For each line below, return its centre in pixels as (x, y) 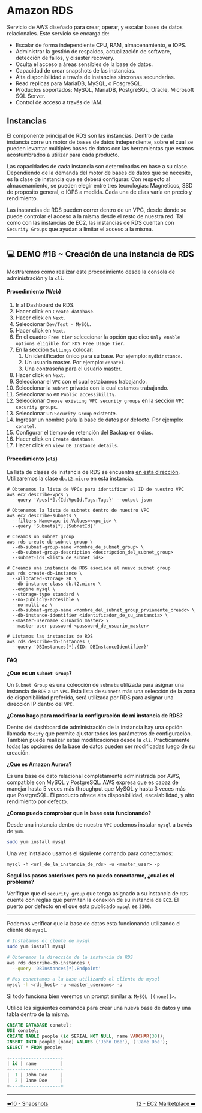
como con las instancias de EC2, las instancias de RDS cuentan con (91, 222)
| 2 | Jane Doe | (35, 1081)
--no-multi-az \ (32, 605)
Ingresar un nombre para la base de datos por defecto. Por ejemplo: (99, 420)
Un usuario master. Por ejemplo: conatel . (75, 362)
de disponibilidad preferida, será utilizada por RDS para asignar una (90, 698)
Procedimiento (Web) (34, 292)
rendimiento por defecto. (37, 801)
